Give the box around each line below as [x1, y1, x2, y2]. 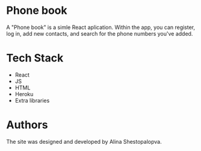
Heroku [14, 90, 34, 97]
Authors [6, 118, 48, 132]
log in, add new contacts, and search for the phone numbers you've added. [6, 30, 193, 37]
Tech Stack [6, 51, 64, 65]
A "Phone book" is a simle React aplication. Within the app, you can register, [6, 24, 196, 31]
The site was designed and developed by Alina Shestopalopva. [6, 138, 162, 145]
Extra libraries [14, 97, 50, 104]
